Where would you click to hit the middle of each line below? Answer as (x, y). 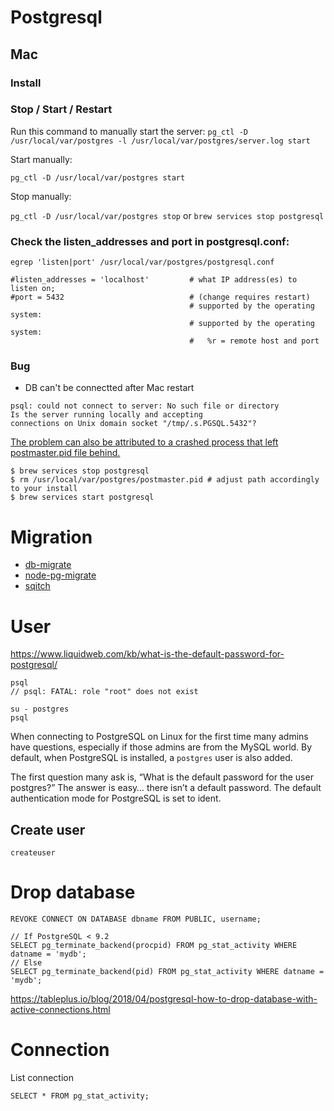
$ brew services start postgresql (82, 497)
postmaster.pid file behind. (65, 453)
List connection (42, 1077)
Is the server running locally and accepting (106, 415)
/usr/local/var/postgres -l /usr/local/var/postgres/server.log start (160, 141)
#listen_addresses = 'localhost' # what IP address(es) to (154, 280)
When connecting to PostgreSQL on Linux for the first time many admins (159, 737)
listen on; (33, 289)
